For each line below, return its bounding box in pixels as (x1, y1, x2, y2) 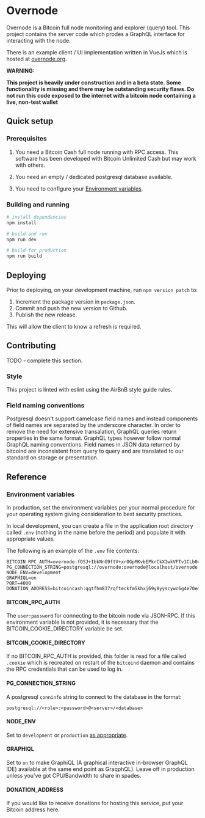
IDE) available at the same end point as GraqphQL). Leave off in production (6, 765, 195, 773)
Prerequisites (6, 134, 47, 143)
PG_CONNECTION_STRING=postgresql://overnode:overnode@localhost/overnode (6, 564, 198, 571)
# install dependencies (6, 214, 67, 220)
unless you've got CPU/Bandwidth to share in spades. (6, 772, 142, 780)
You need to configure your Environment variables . (15, 184, 143, 192)
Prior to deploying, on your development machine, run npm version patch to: (6, 286, 198, 293)
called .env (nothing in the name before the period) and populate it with (6, 529, 186, 536)
